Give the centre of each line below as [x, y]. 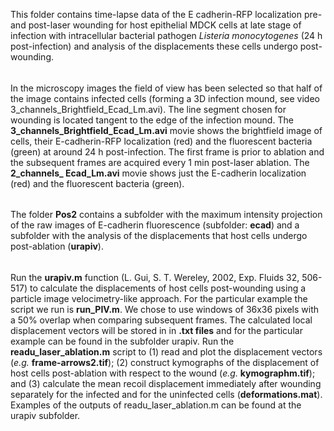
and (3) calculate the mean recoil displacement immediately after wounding [166, 383]
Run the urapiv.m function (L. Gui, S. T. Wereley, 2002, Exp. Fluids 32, [155, 277]
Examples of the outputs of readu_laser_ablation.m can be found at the [156, 405]
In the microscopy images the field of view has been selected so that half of [166, 88]
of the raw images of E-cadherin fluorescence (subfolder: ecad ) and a [155, 225]
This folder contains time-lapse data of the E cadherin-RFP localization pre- [166, 14]
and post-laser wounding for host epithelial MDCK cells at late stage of [156, 25]
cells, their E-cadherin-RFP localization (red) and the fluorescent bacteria [161, 141]
